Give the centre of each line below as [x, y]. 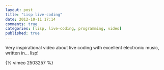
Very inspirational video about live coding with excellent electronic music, [82, 48]
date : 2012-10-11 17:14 [31, 19]
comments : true [21, 24]
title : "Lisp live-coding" [34, 15]
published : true [22, 33]
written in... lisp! [22, 53]
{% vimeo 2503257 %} [29, 63]
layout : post [19, 10]
